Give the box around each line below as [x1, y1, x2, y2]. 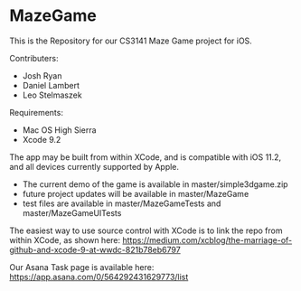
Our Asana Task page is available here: [9, 261, 155, 272]
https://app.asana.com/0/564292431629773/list [9, 271, 189, 282]
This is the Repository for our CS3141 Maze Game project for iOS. [9, 35, 253, 46]
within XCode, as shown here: [9, 234, 121, 245]
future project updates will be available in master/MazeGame [22, 188, 249, 199]
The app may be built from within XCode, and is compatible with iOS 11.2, [9, 151, 282, 163]
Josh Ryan [22, 70, 62, 81]
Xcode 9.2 [22, 134, 61, 145]
